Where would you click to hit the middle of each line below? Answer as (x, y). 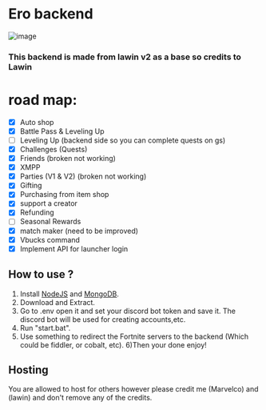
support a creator (49, 203)
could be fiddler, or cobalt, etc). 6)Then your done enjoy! (113, 344)
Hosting (29, 370)
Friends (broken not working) (67, 159)
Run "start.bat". (45, 328)
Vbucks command (50, 239)
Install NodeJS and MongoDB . (69, 294)
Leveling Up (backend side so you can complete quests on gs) (123, 140)
